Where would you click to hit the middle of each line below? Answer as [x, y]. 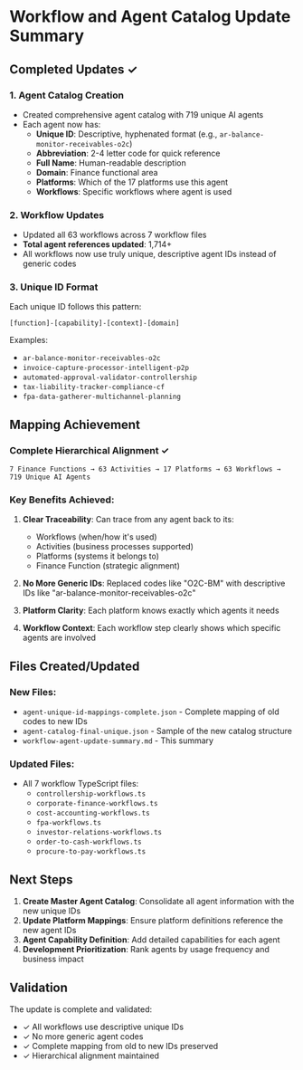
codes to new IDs [55, 721]
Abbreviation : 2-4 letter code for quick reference [128, 153]
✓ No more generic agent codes [83, 1037]
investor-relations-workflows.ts [99, 833]
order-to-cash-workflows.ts [89, 842]
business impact [53, 959]
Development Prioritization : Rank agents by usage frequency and [146, 950]
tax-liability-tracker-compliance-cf [94, 387]
